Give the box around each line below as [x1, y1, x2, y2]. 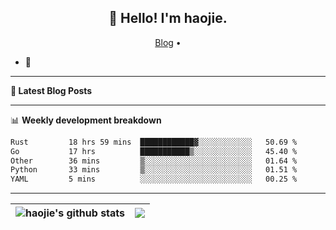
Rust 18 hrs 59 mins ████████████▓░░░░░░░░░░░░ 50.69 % [10, 137, 298, 147]
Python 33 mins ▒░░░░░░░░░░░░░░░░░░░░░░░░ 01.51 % [10, 165, 298, 175]
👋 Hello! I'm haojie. [108, 10, 228, 27]
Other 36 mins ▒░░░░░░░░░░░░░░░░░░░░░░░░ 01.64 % [10, 156, 298, 166]
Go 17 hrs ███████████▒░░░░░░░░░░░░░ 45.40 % [10, 146, 298, 156]
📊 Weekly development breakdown [10, 114, 162, 126]
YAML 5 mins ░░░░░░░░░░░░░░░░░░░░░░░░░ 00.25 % [10, 174, 298, 185]
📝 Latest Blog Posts [10, 84, 93, 96]
